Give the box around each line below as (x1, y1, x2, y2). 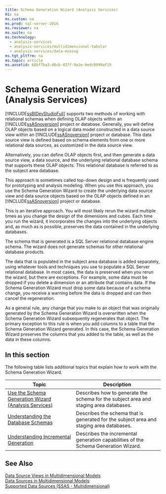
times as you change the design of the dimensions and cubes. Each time (5, 213, 153, 219)
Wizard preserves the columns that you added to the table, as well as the (5, 331, 154, 337)
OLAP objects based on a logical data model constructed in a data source (5, 127, 155, 133)
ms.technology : (5, 35, 37, 40)
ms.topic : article (5, 58, 43, 63)
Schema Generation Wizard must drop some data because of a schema (5, 285, 151, 291)
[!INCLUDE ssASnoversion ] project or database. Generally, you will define (5, 121, 154, 127)
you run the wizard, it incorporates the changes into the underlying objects (5, 218, 157, 224)
